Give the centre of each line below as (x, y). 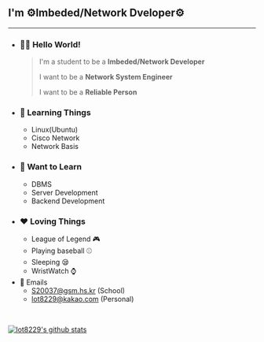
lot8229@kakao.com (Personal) (82, 299)
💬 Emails (33, 282)
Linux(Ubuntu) (55, 130)
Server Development (64, 192)
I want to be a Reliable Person (88, 92)
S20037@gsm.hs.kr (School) (78, 290)
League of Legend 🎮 (66, 239)
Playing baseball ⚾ (62, 251)
